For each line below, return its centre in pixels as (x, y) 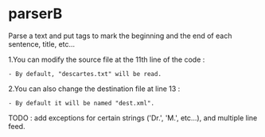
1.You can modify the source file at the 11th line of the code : (107, 59)
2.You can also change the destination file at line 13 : (94, 89)
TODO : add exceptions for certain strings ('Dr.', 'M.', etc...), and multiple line (133, 118)
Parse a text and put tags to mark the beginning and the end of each (120, 36)
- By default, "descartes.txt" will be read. (85, 74)
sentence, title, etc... (42, 44)
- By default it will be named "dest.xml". (82, 103)
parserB (35, 14)
